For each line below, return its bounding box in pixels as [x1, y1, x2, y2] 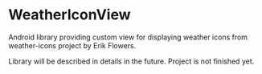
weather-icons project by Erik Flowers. [8, 40, 137, 50]
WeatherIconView [8, 6, 131, 24]
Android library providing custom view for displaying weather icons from [8, 32, 248, 42]
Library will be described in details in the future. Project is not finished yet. [8, 56, 255, 66]
